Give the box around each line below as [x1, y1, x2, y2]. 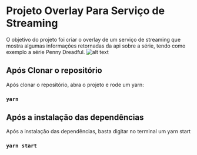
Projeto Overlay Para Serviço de [6, 4, 165, 18]
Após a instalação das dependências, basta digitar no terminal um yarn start [6, 128, 191, 135]
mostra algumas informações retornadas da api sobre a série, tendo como [6, 42, 186, 49]
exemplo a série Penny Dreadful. [6, 48, 85, 55]
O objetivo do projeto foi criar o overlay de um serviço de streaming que [6, 36, 181, 43]
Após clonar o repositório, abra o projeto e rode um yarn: [6, 81, 144, 88]
